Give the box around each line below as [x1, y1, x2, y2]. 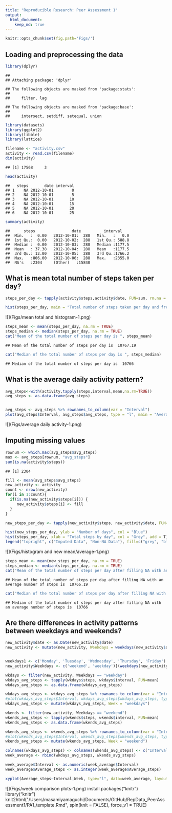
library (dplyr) [5, 64, 38, 69]
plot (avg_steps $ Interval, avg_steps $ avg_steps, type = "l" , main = [5, 412, 153, 417]
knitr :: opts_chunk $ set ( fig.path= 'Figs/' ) [5, 36, 95, 41]
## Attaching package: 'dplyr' [5, 78, 72, 83]
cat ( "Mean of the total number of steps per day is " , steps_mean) [5, 334, 153, 339]
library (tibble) [5, 132, 40, 137]
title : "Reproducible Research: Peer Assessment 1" [5, 7, 118, 13]
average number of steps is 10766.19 [5, 582, 88, 587]
